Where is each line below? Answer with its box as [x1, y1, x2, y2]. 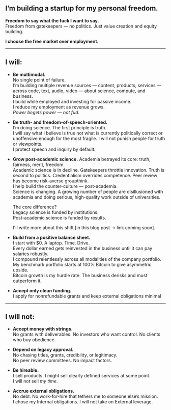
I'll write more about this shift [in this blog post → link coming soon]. [12, 224, 155, 231]
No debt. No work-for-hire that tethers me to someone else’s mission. [12, 393, 158, 399]
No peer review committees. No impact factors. [12, 358, 112, 364]
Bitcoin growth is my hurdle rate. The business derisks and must [12, 272, 148, 278]
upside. [12, 267, 29, 273]
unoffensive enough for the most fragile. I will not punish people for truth [12, 135, 165, 142]
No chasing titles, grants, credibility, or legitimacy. [12, 352, 118, 358]
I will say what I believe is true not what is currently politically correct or [12, 130, 163, 136]
